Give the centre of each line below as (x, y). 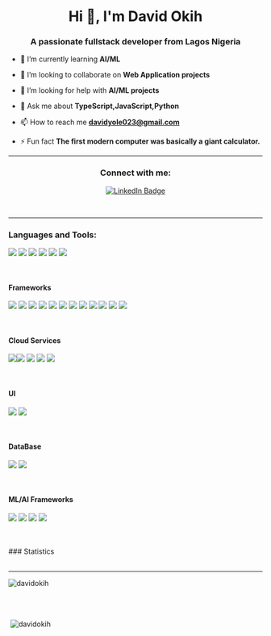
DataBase (25, 446)
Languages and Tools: (52, 235)
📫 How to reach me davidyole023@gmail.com (100, 122)
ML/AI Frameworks (41, 500)
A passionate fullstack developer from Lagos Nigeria (135, 42)
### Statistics (31, 551)
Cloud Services (35, 340)
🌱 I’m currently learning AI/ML (70, 59)
